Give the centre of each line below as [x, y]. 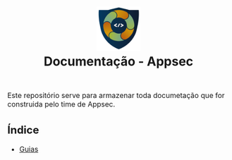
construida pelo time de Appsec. [61, 104]
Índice [23, 130]
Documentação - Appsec [118, 62]
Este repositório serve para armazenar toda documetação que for [116, 95]
